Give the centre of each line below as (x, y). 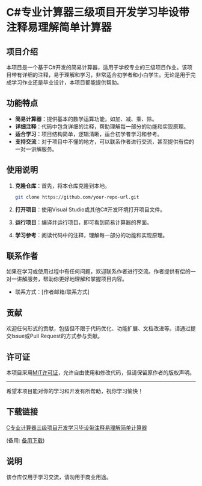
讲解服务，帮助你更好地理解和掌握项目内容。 (72, 279)
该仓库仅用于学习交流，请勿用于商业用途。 (59, 477)
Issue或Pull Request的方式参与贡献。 (57, 336)
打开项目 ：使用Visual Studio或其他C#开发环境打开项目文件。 (90, 209)
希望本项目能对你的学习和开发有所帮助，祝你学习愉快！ (75, 391)
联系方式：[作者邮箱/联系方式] (52, 292)
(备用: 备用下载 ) (26, 440)
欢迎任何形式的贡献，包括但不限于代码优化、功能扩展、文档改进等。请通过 (98, 328)
